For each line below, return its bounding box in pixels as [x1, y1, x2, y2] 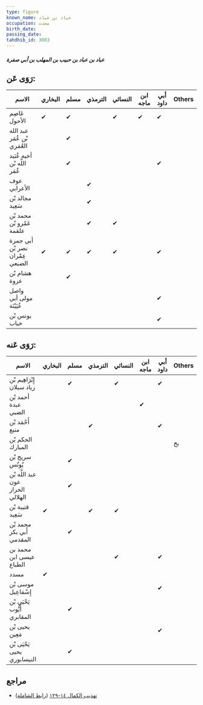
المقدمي [9, 535, 31, 544]
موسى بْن [9, 580, 34, 589]
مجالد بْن [9, 194, 31, 202]
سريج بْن [9, 453, 31, 461]
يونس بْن [9, 312, 32, 320]
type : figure [6, 8, 39, 15]
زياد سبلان [9, 383, 36, 392]
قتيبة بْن [9, 503, 29, 511]
